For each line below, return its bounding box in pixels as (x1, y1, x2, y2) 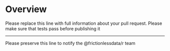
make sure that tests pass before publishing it (5, 25, 100, 31)
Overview (5, 4, 47, 15)
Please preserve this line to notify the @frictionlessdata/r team (5, 40, 136, 46)
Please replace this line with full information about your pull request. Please (5, 20, 162, 26)
